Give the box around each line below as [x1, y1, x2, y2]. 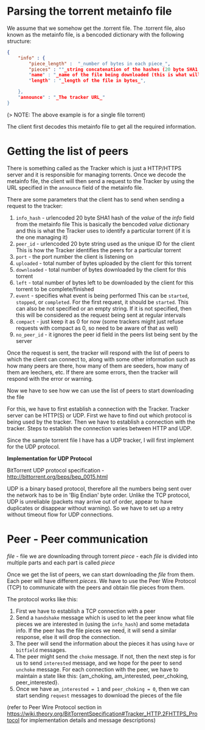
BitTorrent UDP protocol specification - [7, 466, 105, 474]
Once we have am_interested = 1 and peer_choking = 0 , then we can [15, 685, 190, 692]
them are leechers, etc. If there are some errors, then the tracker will [7, 368, 178, 376]
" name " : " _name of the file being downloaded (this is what [29, 72, 187, 78]
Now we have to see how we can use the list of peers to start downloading [7, 386, 194, 394]
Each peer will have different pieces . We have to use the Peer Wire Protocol [7, 577, 196, 584]
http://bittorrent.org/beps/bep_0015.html [7, 473, 108, 480]
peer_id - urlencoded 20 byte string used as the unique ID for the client [15, 240, 195, 247]
